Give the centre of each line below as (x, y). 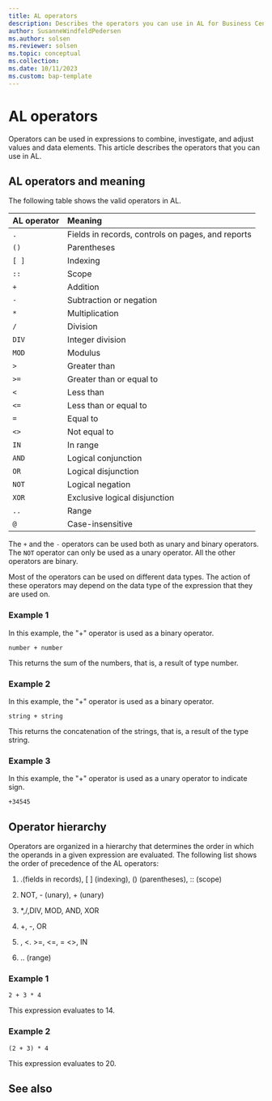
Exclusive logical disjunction (121, 497)
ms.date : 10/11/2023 (43, 69)
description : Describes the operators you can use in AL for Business (130, 23)
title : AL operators (43, 16)
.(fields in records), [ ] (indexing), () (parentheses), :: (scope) (121, 879)
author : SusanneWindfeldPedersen (65, 31)
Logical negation (99, 484)
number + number (36, 648)
